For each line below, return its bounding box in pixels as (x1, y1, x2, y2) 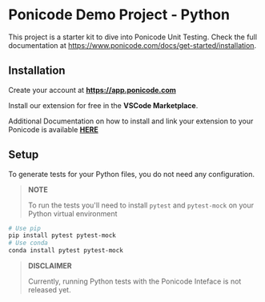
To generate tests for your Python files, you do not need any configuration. (8, 169, 255, 179)
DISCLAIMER (27, 261, 72, 271)
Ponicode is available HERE (8, 124, 98, 134)
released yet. (27, 285, 71, 295)
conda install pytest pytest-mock (8, 247, 124, 255)
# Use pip (8, 224, 42, 232)
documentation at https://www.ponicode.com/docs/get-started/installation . (8, 40, 257, 50)
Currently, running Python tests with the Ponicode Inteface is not (27, 276, 242, 286)
